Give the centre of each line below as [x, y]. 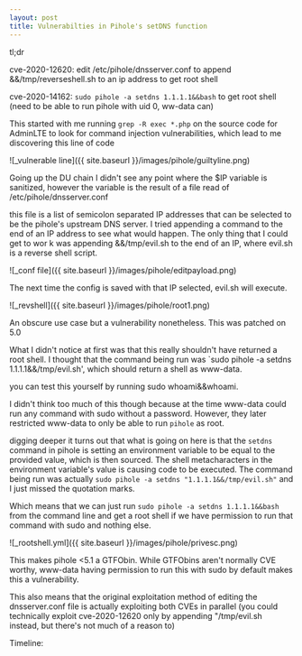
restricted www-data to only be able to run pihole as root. [117, 423]
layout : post [34, 18]
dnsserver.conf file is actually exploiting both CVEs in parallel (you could [144, 606]
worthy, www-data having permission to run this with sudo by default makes [151, 569]
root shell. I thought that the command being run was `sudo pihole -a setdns [151, 359]
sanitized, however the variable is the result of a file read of [119, 187]
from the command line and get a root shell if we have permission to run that [151, 515]
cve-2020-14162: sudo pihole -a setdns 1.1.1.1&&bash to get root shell [143, 97]
